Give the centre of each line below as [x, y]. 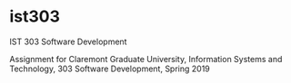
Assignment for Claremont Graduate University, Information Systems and [146, 59]
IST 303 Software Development [68, 41]
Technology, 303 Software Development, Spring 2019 [110, 69]
